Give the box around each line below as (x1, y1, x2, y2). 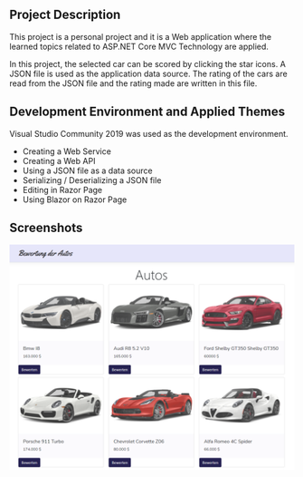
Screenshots (9, 220, 83, 236)
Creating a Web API (22, 155, 96, 166)
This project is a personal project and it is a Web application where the (9, 31, 272, 42)
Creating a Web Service (22, 145, 111, 157)
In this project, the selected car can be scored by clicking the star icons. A (9, 58, 287, 69)
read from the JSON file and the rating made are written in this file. (9, 77, 258, 89)
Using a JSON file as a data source (22, 165, 153, 176)
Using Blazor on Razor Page (22, 194, 128, 205)
